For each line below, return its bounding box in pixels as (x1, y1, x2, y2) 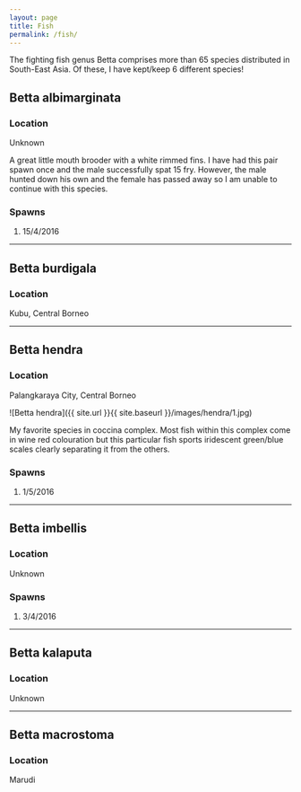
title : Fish (9, 22, 54, 31)
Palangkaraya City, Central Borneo (9, 390, 137, 400)
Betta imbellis (9, 521, 88, 536)
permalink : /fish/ (9, 30, 78, 39)
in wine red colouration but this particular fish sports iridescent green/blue (9, 434, 284, 444)
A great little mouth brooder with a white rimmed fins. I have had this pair (9, 154, 279, 166)
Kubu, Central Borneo (9, 308, 90, 319)
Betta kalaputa (9, 646, 92, 661)
